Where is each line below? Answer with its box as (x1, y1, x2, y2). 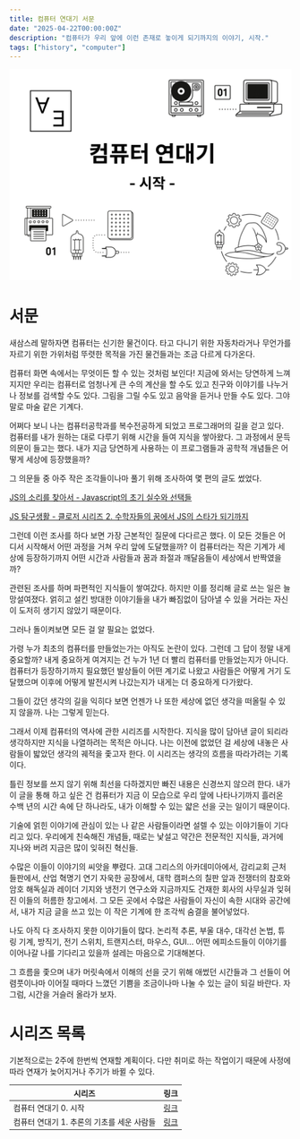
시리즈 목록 (9, 1023, 86, 1044)
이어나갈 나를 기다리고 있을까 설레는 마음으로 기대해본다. (9, 947, 206, 958)
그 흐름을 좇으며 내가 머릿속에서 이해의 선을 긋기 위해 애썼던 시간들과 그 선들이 (9, 967, 282, 978)
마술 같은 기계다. (25, 401, 83, 412)
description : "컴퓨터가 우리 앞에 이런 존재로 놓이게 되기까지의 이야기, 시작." (9, 33, 270, 42)
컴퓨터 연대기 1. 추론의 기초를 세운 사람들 (13, 1117, 157, 1127)
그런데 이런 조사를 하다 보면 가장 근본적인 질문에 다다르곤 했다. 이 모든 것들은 (9, 530, 277, 541)
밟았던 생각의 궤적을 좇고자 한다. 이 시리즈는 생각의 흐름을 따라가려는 (32, 749, 272, 759)
